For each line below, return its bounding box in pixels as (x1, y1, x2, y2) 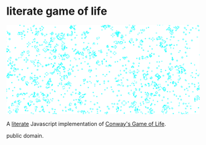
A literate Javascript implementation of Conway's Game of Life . (6, 120, 167, 127)
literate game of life (6, 4, 107, 18)
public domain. (6, 132, 44, 139)
